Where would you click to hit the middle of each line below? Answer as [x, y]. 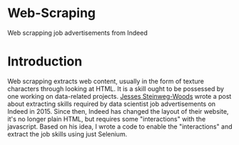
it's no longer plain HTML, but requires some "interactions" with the [107, 119]
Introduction [45, 61]
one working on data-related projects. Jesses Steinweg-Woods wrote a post [119, 96]
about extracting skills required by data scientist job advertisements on [112, 104]
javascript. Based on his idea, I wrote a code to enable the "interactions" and [120, 127]
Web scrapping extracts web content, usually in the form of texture [106, 81]
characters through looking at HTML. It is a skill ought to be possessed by [116, 88]
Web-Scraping [52, 13]
